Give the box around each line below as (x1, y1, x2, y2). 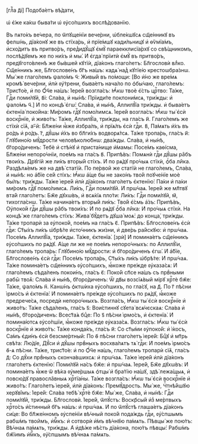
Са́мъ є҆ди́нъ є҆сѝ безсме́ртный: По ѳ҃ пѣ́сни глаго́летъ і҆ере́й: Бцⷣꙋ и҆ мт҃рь (6, 333, 188, 340)
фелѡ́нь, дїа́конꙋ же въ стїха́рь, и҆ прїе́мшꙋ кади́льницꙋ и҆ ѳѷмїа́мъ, (6, 38, 174, 45)
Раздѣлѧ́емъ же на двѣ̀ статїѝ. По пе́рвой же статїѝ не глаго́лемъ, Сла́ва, (6, 164, 193, 172)
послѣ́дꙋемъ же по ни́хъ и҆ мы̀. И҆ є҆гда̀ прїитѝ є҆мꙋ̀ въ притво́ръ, (6, 52, 165, 60)
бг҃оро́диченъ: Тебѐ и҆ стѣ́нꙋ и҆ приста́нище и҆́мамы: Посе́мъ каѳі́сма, (6, 144, 178, 151)
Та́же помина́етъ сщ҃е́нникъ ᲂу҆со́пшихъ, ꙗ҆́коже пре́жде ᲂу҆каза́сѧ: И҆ (6, 262, 178, 269)
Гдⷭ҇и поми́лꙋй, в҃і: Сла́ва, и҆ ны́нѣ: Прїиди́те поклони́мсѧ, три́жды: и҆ (6, 94, 173, 101)
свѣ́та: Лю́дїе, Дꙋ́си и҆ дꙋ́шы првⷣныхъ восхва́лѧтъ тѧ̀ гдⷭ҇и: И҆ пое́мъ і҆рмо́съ (6, 340, 191, 346)
